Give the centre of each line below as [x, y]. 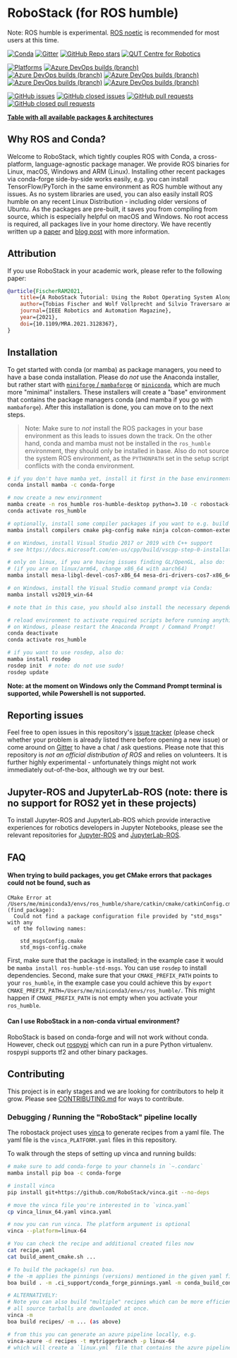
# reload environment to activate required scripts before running [109, 620]
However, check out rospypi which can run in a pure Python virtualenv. [110, 1045]
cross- [207, 156]
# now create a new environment [55, 498]
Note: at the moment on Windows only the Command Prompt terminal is [115, 685]
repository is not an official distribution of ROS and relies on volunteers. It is [117, 755]
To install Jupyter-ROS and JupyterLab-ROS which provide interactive [109, 820]
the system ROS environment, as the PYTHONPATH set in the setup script [127, 458]
